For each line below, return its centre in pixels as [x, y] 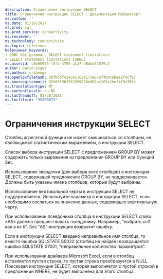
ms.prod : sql [18, 28]
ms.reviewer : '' [21, 37]
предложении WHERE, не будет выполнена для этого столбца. [70, 271]
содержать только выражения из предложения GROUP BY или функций [80, 157]
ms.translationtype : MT [29, 86]
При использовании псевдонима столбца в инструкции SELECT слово [78, 216]
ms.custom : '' [19, 18]
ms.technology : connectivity [35, 41]
